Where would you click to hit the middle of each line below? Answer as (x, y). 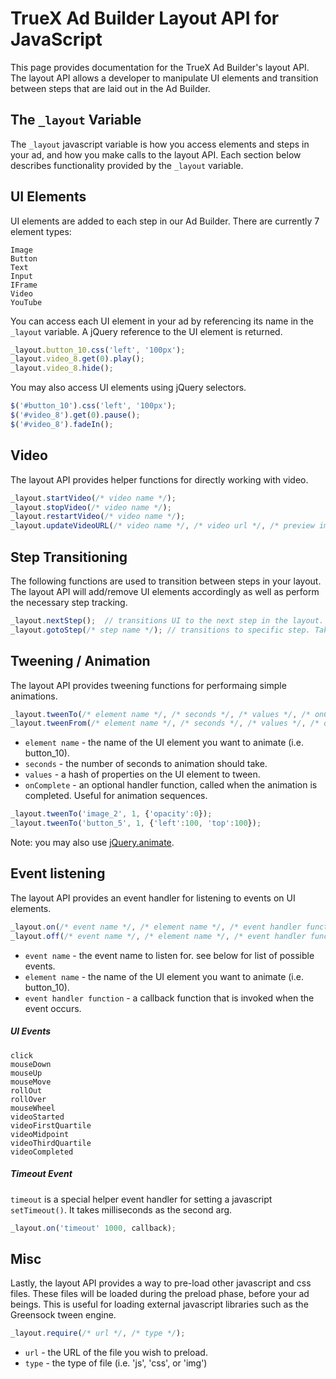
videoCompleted (42, 1152)
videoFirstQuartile (51, 1125)
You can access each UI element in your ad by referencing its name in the (162, 321)
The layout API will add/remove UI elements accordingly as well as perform (165, 591)
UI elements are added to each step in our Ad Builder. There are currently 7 (165, 221)
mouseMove (31, 1082)
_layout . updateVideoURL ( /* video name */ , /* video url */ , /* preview (162, 526)
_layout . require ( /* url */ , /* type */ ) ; (98, 1333)
